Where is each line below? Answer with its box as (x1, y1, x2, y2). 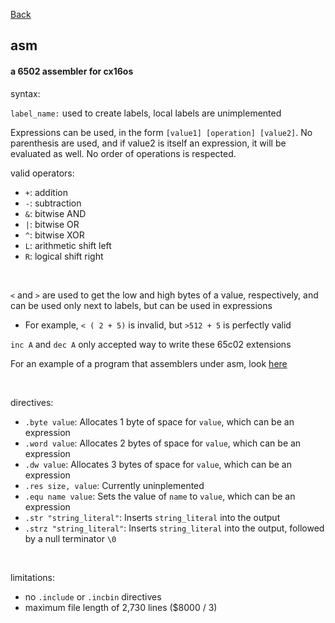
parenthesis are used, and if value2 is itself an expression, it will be (10, 137, 287, 149)
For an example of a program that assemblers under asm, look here (10, 357, 288, 369)
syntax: (10, 87, 41, 99)
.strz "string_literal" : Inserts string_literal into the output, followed (24, 522, 325, 534)
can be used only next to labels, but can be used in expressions (10, 299, 273, 311)
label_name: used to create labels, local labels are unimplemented (10, 107, 282, 119)
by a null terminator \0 (24, 532, 117, 544)
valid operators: (10, 167, 75, 179)
